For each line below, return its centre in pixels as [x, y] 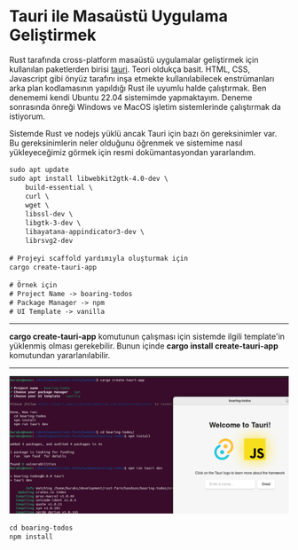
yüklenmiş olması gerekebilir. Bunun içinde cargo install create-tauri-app [144, 346]
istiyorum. [27, 116]
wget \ [37, 205]
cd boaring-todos [41, 528]
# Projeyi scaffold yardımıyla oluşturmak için [99, 258]
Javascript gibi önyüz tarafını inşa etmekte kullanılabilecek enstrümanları [142, 78]
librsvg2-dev [49, 240]
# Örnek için [33, 285]
